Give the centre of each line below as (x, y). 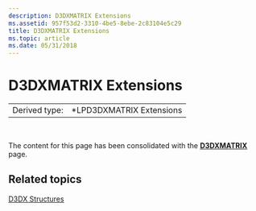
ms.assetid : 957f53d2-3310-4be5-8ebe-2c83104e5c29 (95, 23)
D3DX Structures (36, 199)
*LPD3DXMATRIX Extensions (127, 110)
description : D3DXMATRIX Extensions (70, 16)
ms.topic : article (39, 38)
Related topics (45, 179)
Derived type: (38, 110)
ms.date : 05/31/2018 (43, 46)
